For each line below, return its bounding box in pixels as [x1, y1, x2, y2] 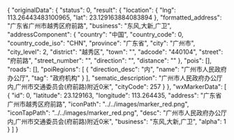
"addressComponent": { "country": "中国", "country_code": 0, [7, 31, 184, 38]
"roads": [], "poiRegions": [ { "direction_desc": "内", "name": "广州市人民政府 [7, 65, 227, 73]
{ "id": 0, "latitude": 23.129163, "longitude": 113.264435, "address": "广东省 [7, 91, 222, 100]
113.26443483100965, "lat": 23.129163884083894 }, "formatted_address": [7, 13, 222, 22]
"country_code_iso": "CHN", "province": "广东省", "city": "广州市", [7, 39, 196, 47]
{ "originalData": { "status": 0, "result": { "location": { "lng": [7, 6, 177, 14]
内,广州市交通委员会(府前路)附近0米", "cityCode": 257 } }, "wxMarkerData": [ [7, 83, 227, 91]
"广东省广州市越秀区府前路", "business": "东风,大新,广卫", [7, 22, 172, 30]
